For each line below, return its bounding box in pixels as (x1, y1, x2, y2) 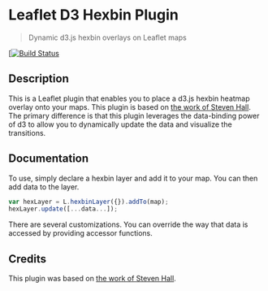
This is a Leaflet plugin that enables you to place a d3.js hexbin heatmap (8, 93, 250, 103)
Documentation (8, 152, 89, 166)
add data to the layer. (8, 181, 80, 192)
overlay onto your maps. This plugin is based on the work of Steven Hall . (8, 102, 252, 111)
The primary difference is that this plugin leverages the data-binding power (8, 111, 260, 120)
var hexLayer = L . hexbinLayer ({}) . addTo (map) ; (8, 198, 169, 206)
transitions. (8, 128, 46, 137)
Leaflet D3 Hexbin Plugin (8, 6, 179, 24)
